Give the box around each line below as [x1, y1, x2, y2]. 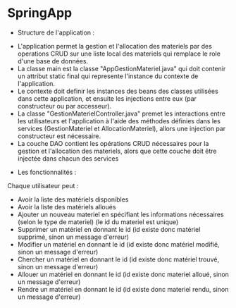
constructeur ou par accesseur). [17, 101, 112, 110]
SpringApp [7, 5, 73, 21]
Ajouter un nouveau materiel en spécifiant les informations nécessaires [17, 210, 224, 218]
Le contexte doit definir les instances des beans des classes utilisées [17, 87, 218, 95]
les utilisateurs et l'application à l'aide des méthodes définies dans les [17, 116, 221, 125]
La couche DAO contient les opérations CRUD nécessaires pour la [17, 139, 209, 147]
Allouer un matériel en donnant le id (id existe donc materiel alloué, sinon [17, 270, 229, 278]
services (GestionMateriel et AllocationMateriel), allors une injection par [17, 124, 226, 133]
